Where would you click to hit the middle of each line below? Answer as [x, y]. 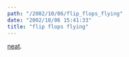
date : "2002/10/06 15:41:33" [50, 20]
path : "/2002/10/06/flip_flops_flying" [65, 14]
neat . [15, 47]
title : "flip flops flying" [48, 26]
